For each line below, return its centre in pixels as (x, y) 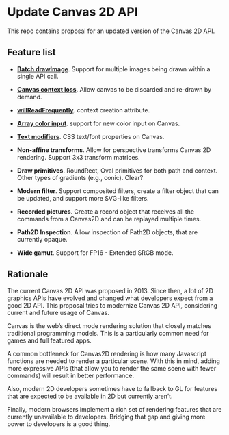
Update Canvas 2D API (72, 12)
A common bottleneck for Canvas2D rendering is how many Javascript (107, 353)
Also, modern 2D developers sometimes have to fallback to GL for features (112, 388)
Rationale (28, 274)
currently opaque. (42, 239)
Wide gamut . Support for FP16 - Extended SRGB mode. (95, 252)
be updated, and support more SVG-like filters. (83, 198)
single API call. (38, 76)
